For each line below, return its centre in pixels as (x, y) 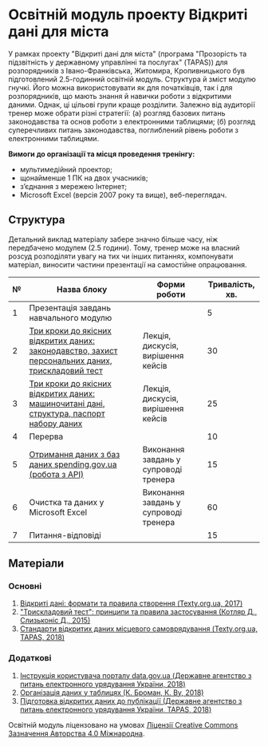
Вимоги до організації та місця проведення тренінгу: (102, 154)
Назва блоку (82, 289)
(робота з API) (57, 474)
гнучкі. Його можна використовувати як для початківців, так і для (120, 87)
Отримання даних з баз (75, 454)
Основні (25, 586)
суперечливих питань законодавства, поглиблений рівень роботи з (124, 130)
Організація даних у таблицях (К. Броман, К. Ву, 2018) (112, 693)
